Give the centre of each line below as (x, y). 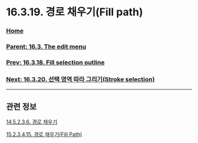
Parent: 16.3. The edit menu (46, 46)
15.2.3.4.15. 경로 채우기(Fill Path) (44, 134)
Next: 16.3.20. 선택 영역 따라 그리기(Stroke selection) (80, 79)
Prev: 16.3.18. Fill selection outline (55, 62)
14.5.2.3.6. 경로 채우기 (32, 122)
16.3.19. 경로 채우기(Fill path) (75, 12)
